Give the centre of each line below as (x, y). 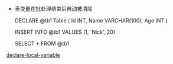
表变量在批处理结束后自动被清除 (53, 9)
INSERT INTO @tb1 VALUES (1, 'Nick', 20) (65, 32)
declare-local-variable (33, 55)
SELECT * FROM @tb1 (42, 44)
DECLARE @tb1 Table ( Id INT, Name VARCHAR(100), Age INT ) (91, 20)
